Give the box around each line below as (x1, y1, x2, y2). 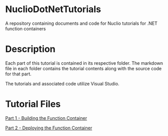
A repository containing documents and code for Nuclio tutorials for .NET (5, 20, 158, 26)
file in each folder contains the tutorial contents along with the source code (5, 65, 162, 71)
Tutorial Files (5, 99, 61, 110)
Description (5, 43, 56, 55)
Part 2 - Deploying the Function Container (5, 125, 93, 131)
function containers (5, 25, 46, 31)
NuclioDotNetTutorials (5, 4, 101, 15)
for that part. (5, 71, 32, 77)
